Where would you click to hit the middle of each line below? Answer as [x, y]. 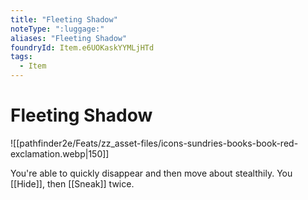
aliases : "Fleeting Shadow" [69, 38]
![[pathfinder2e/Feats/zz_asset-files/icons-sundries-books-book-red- [154, 143]
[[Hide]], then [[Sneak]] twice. [72, 183]
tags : [21, 57]
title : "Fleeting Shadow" [64, 19]
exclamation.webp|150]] [60, 153]
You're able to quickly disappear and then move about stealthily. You [151, 173]
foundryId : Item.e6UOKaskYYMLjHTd [82, 47]
